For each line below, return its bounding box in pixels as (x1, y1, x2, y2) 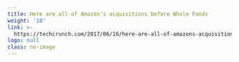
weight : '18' (7, 17, 46, 24)
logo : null (7, 37, 40, 44)
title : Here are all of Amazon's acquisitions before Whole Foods (7, 10, 208, 18)
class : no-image (7, 43, 55, 51)
